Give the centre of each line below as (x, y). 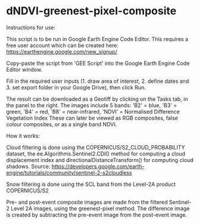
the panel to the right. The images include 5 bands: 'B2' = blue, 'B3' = (92, 105)
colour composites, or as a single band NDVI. (62, 124)
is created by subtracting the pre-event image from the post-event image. (97, 214)
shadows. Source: (28, 166)
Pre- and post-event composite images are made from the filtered (87, 202)
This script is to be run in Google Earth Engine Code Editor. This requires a (97, 39)
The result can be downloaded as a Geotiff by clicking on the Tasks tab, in (97, 99)
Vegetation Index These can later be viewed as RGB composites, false (92, 118)
